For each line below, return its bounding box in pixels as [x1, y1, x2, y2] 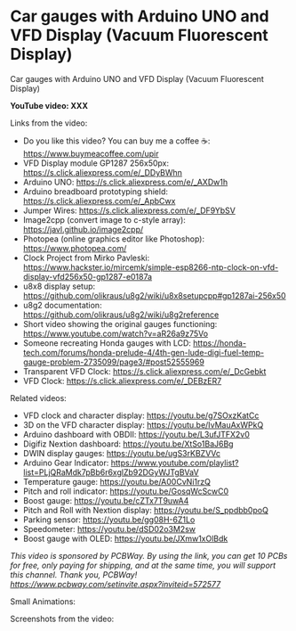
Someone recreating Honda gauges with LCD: [22, 337, 192, 348]
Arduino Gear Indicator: [22, 457, 109, 468]
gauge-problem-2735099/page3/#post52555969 [22, 356, 205, 367]
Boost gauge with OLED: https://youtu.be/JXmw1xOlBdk [22, 533, 228, 544]
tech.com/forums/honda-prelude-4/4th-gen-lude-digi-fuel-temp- [22, 347, 265, 357]
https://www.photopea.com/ [22, 242, 127, 253]
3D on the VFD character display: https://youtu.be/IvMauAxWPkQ [22, 419, 264, 430]
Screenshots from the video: [10, 613, 115, 624]
